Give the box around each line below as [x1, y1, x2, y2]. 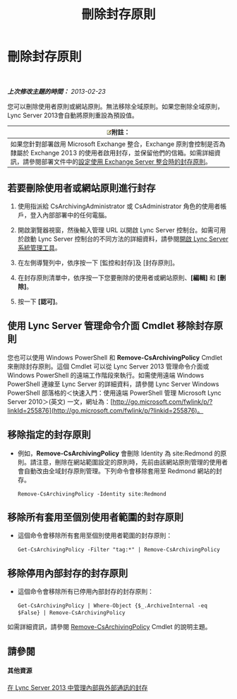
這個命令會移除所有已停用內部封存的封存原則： [17, 587, 154, 596]
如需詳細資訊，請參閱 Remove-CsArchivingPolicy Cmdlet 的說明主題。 [7, 623, 212, 631]
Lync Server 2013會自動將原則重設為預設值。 [7, 111, 139, 119]
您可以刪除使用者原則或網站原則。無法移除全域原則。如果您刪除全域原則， [7, 102, 224, 110]
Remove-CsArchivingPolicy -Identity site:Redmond [17, 490, 167, 498]
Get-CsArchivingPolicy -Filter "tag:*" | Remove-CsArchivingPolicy [17, 546, 220, 554]
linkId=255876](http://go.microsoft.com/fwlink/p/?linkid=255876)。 [7, 406, 204, 414]
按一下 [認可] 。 [17, 297, 62, 306]
